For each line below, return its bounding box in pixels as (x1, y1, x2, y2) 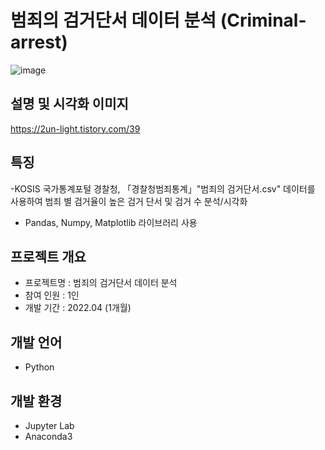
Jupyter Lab (24, 420, 75, 431)
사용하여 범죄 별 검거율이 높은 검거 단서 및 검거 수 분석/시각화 (10, 195, 248, 207)
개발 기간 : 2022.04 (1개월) (24, 302, 132, 314)
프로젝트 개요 (10, 248, 87, 265)
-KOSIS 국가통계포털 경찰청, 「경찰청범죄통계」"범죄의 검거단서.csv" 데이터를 (10, 182, 316, 195)
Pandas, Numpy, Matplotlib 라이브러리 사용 (24, 216, 198, 228)
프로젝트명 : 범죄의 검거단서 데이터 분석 (24, 277, 178, 289)
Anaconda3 (24, 431, 73, 442)
